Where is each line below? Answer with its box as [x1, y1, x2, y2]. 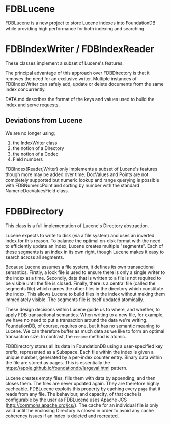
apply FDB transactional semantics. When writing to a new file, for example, [5, 312, 164, 318]
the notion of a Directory [12, 145, 65, 151]
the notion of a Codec [12, 151, 59, 157]
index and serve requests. [5, 102, 60, 108]
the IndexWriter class [12, 140, 58, 146]
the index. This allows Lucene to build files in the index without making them [5, 291, 165, 297]
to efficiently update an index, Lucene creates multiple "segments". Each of [5, 243, 164, 249]
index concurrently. [5, 86, 46, 92]
